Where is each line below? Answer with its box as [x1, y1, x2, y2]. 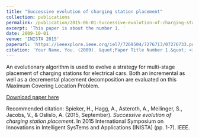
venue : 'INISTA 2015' [6, 36, 60, 42]
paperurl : [6, 42, 31, 48]
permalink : [6, 19, 33, 25]
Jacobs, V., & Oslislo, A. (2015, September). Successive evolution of [6, 111, 172, 118]
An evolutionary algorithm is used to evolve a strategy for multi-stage [6, 63, 175, 70]
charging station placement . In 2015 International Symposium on [6, 118, 164, 125]
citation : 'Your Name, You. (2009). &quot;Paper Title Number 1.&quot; [6, 47, 187, 53]
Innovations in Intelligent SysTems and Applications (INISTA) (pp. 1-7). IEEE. [6, 123, 190, 131]
